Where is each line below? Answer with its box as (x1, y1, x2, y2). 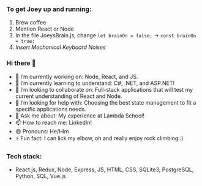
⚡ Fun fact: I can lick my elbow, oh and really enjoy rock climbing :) (15, 134, 184, 142)
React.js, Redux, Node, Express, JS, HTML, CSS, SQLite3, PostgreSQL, (15, 166, 194, 173)
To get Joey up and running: (6, 5, 92, 13)
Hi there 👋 (6, 59, 37, 67)
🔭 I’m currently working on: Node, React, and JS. (15, 73, 138, 80)
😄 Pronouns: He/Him (15, 127, 69, 135)
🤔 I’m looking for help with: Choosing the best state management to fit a (15, 99, 196, 106)
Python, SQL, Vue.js (15, 172, 66, 179)
